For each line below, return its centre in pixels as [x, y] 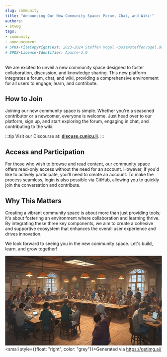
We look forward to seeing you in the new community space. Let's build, [79, 243]
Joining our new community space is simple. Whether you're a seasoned [80, 111]
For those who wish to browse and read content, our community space [78, 164]
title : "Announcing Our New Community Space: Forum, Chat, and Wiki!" [80, 16]
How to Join [24, 99]
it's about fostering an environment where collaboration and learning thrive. [83, 218]
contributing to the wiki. [29, 126]
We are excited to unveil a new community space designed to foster [75, 67]
